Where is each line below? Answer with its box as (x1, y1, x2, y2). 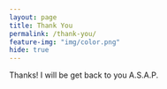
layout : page (9, 12, 57, 22)
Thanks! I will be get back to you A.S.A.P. (9, 70, 159, 80)
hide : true (9, 46, 49, 55)
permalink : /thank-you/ (9, 29, 97, 38)
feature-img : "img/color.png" (9, 37, 121, 47)
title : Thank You (9, 21, 73, 30)
